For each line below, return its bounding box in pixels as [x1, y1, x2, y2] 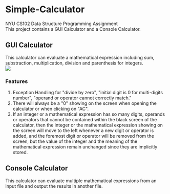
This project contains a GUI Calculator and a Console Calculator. [5, 26, 141, 32]
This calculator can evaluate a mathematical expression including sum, [5, 54, 155, 60]
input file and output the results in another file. [5, 183, 103, 189]
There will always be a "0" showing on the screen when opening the [12, 100, 157, 106]
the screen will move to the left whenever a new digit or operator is [12, 127, 154, 134]
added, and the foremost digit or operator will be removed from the [12, 133, 155, 139]
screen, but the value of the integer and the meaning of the [12, 138, 138, 144]
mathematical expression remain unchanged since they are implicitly [12, 144, 158, 150]
